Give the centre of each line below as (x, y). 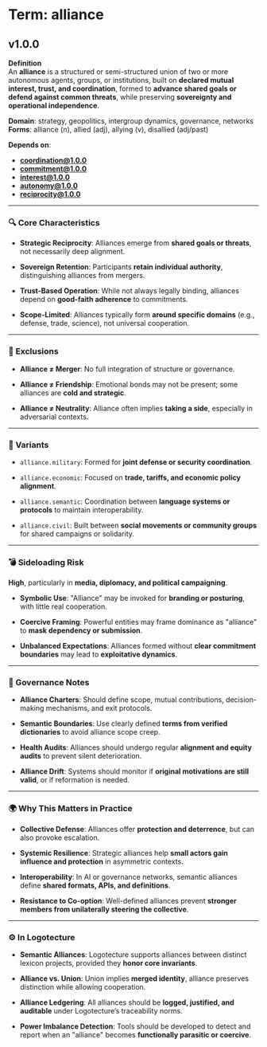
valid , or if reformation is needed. (74, 780)
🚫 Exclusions (33, 351)
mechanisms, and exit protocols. (99, 708)
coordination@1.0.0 (53, 160)
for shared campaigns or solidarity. (77, 533)
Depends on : (30, 145)
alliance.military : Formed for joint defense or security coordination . (136, 462)
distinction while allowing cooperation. (83, 987)
